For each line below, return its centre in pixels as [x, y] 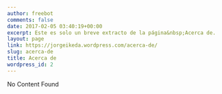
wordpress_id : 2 [30, 64]
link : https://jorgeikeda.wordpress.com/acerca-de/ [82, 45]
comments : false [30, 20]
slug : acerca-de [30, 52]
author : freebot [30, 13]
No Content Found [33, 84]
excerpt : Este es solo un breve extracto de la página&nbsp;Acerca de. [111, 33]
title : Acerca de [32, 58]
